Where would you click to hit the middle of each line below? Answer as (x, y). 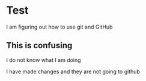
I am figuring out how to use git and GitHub (59, 27)
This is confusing (39, 46)
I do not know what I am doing (44, 60)
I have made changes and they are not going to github (73, 71)
